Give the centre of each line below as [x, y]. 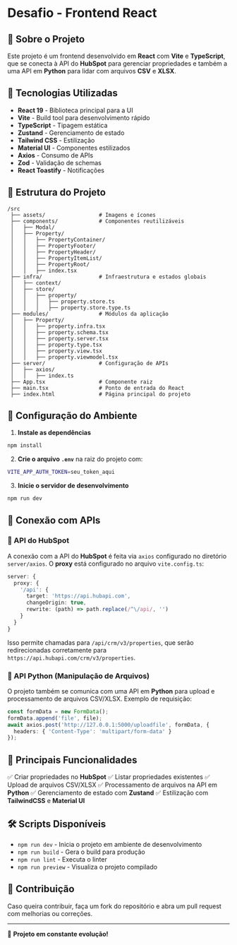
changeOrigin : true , [56, 603]
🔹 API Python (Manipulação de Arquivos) [79, 676]
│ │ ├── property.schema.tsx [60, 332]
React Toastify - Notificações [61, 170]
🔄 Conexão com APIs [54, 521]
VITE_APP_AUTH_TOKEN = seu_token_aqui [61, 472]
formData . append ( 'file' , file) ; [55, 718]
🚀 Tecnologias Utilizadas [62, 93]
